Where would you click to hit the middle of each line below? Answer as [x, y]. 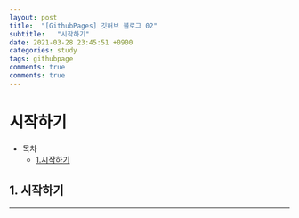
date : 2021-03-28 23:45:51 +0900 [71, 42]
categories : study [43, 51]
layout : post [33, 17]
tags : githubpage [41, 59]
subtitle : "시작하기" [50, 34]
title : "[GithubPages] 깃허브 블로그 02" [84, 26]
